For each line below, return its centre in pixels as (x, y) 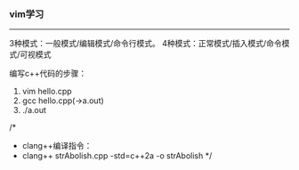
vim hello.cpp (47, 92)
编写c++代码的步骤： (48, 74)
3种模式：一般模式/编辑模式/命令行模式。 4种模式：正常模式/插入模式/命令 (145, 44)
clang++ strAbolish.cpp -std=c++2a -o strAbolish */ (117, 156)
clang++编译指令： (57, 146)
